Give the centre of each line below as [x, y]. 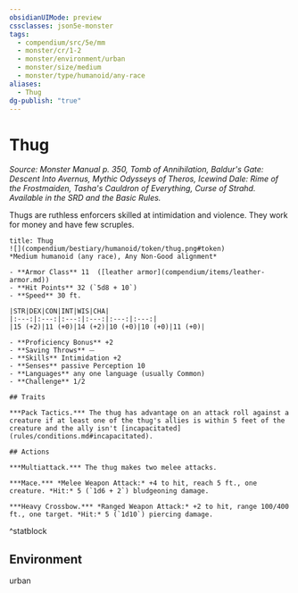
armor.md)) [29, 280]
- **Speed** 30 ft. [46, 296]
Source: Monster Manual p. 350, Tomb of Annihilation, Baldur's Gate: [137, 170]
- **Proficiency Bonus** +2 [62, 343]
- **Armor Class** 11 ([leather [71, 272]
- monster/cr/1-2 [50, 51]
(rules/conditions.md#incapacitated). [81, 437]
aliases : [25, 84]
